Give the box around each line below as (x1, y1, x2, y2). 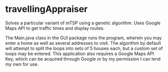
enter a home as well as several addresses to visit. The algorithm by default (5, 40, 161, 46)
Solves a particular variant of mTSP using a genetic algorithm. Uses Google (5, 20, 160, 26)
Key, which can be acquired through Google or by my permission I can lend (5, 56, 161, 62)
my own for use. (5, 61, 39, 67)
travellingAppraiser (5, 3, 88, 15)
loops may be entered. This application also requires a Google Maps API (5, 51, 154, 57)
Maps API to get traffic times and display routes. (5, 25, 105, 31)
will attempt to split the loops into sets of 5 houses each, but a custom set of (5, 45, 163, 51)
